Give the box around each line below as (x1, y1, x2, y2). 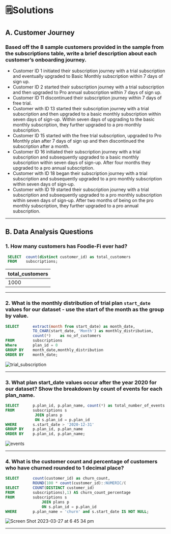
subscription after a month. (12, 143, 70, 149)
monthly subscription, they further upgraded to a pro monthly (12, 121, 141, 128)
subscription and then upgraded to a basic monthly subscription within (12, 111, 161, 117)
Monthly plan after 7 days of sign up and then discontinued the (12, 138, 145, 144)
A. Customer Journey (5, 28, 75, 37)
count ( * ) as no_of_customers (32, 333, 101, 338)
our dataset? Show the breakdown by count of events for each (5, 385, 163, 392)
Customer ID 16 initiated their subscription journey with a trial (12, 148, 141, 154)
